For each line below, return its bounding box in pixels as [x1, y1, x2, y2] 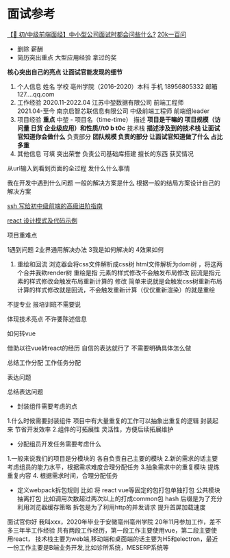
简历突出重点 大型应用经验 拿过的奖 [16, 53, 117, 62]
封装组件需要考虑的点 [16, 402, 77, 410]
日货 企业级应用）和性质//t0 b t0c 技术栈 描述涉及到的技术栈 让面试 [30, 124, 220, 132]
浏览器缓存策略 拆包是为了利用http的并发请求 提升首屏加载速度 [29, 503, 206, 511]
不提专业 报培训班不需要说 [7, 300, 81, 308]
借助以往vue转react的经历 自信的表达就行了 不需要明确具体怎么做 [7, 344, 192, 352]
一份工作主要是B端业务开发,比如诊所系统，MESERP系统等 [7, 543, 169, 551]
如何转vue [7, 329, 36, 338]
